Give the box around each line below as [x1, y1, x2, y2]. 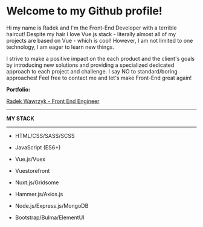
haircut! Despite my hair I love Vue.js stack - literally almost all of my [6, 30, 176, 37]
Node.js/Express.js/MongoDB [14, 202, 89, 209]
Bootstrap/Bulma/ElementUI [14, 214, 85, 221]
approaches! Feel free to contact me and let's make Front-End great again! [6, 74, 192, 81]
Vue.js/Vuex [14, 155, 46, 163]
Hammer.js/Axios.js [14, 190, 63, 197]
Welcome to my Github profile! [6, 4, 163, 18]
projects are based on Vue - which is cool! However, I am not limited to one [6, 37, 193, 44]
